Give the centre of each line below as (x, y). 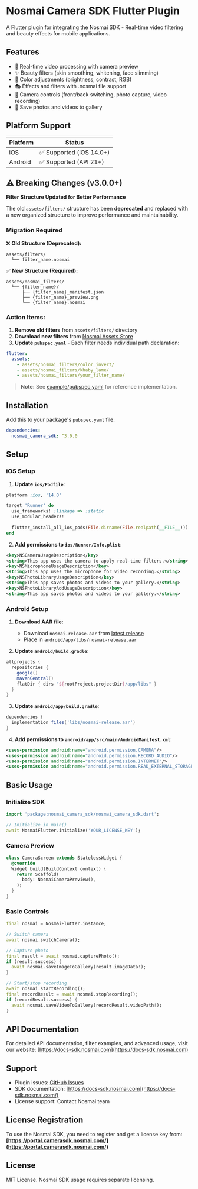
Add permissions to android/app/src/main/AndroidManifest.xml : (93, 739)
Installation (27, 406)
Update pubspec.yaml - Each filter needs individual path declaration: (97, 343)
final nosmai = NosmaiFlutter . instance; (57, 924)
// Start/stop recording (37, 983)
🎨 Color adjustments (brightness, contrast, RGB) (73, 79)
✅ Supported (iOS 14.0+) (75, 152)
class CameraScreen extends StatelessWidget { (64, 858)
